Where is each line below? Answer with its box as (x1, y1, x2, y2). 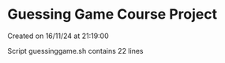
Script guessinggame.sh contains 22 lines (7, 46, 144, 55)
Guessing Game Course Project (7, 5, 218, 23)
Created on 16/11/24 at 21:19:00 (7, 31, 110, 40)
